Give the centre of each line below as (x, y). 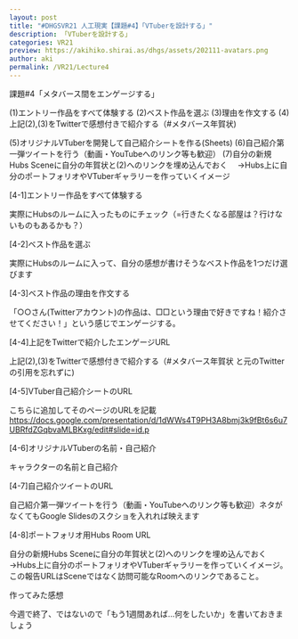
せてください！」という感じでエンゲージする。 (95, 323)
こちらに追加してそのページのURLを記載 (83, 410)
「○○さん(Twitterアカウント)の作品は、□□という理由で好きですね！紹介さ (148, 312)
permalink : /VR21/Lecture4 (59, 68)
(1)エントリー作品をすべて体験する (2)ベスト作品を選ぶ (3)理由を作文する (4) (149, 112)
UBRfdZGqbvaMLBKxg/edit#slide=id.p (79, 430)
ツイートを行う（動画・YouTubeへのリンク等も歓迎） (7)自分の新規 (148, 153)
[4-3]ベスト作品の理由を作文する (70, 293)
